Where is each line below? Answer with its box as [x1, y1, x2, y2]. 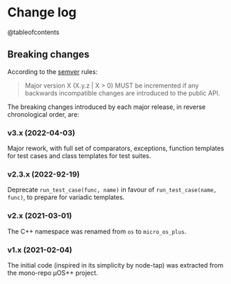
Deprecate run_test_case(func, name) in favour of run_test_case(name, [7, 186, 217, 194]
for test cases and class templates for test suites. [7, 152, 151, 160]
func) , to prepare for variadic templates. [7, 193, 125, 201]
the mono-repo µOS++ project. [7, 268, 98, 277]
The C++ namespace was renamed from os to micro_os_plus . [7, 227, 187, 236]
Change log [7, 4, 77, 21]
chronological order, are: [7, 110, 80, 118]
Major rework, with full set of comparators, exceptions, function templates [7, 144, 225, 153]
